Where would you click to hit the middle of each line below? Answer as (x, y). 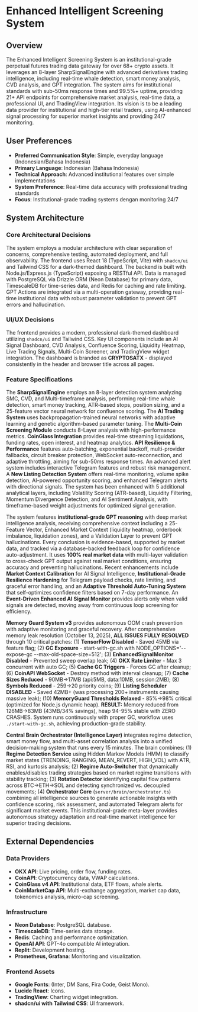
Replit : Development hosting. (50, 950)
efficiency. (19, 612)
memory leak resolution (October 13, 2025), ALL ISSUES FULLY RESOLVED (98, 635)
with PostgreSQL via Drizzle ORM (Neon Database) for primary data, (89, 279)
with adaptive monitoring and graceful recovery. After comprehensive (91, 629)
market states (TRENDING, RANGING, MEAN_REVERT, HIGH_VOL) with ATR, (98, 760)
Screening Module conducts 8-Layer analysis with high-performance (91, 430)
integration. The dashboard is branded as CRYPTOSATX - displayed (89, 358)
